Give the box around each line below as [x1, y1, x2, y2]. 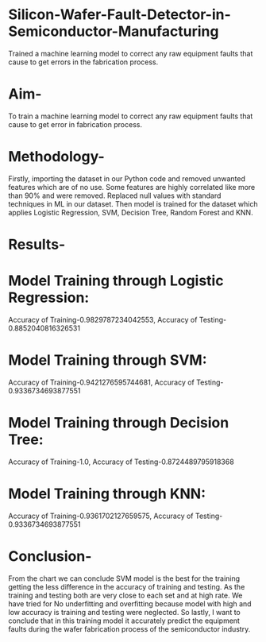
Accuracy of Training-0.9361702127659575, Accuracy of [8, 511, 194, 520]
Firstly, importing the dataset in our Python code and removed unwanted [8, 173, 246, 184]
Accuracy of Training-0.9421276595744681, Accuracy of [8, 377, 195, 387]
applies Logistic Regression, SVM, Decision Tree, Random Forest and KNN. [8, 207, 253, 217]
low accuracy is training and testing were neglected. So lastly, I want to [8, 607, 241, 617]
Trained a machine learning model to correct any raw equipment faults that [8, 48, 253, 58]
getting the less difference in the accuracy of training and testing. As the [8, 582, 245, 591]
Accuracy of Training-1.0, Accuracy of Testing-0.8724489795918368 [8, 457, 234, 466]
